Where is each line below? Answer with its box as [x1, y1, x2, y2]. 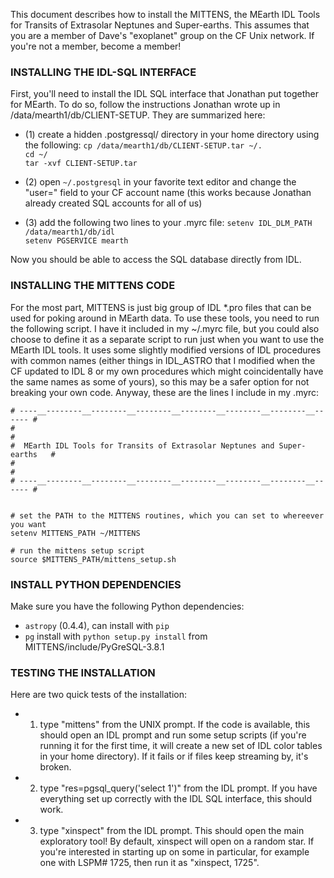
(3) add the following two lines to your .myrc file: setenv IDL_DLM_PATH [24, 217, 313, 229]
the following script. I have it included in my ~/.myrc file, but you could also [10, 322, 320, 334]
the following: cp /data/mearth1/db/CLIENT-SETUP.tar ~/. [24, 139, 263, 151]
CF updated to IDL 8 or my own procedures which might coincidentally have [10, 365, 324, 377]
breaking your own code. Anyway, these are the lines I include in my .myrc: [10, 386, 320, 398]
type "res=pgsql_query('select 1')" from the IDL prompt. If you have [39, 782, 318, 794]
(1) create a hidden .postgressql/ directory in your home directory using [24, 129, 320, 141]
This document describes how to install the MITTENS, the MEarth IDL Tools [10, 9, 321, 20]
